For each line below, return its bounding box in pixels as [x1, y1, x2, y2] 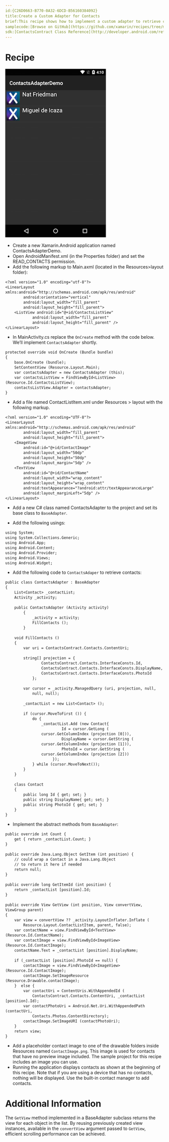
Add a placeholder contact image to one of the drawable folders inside [12, 1043, 159, 1049]
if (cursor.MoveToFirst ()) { [23, 711, 87, 716]
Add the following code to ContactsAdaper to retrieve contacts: [12, 569, 142, 576]
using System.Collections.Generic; [5, 535, 80, 540]
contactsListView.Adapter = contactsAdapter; [14, 385, 112, 390]
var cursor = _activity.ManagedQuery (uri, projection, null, [23, 686, 156, 691]
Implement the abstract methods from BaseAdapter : [12, 821, 119, 828]
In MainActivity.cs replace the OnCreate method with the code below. [12, 334, 155, 340]
